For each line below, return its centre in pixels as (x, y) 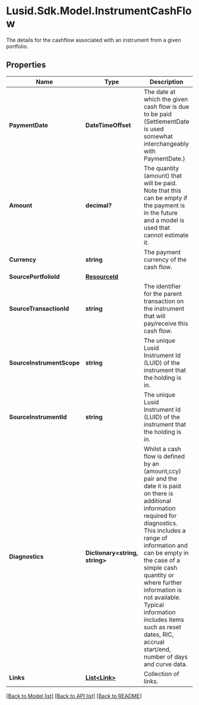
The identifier (162, 286)
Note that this (163, 190)
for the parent (163, 293)
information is (163, 590)
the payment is (164, 205)
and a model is (164, 220)
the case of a (162, 560)
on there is (158, 493)
